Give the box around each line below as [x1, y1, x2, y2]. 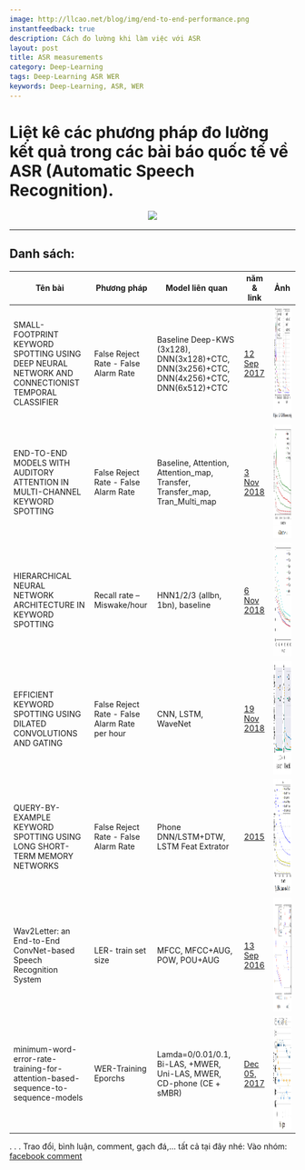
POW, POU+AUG [157, 955, 220, 965]
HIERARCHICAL [13, 571, 73, 582]
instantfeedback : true [9, 24, 95, 34]
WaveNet [157, 718, 192, 729]
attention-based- [13, 1073, 80, 1084]
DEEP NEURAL [13, 358, 68, 369]
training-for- [13, 1064, 64, 1075]
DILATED [13, 718, 47, 729]
